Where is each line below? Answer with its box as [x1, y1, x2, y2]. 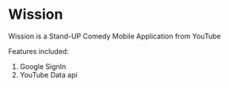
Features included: [8, 46, 69, 56]
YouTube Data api [19, 70, 78, 79]
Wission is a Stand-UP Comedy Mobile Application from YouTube [8, 31, 221, 41]
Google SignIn [19, 61, 67, 71]
